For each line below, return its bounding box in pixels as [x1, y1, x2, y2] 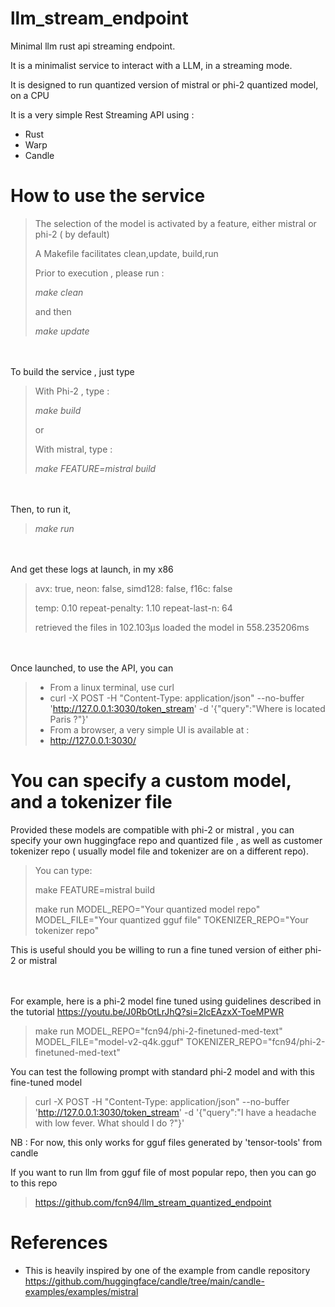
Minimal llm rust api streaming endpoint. [10, 40, 176, 52]
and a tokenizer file [10, 791, 173, 814]
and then [34, 305, 72, 317]
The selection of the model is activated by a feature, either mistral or [34, 217, 317, 229]
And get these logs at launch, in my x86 [10, 563, 174, 575]
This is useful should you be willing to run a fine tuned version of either [10, 943, 303, 956]
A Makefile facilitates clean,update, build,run [34, 247, 219, 259]
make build [34, 404, 82, 416]
